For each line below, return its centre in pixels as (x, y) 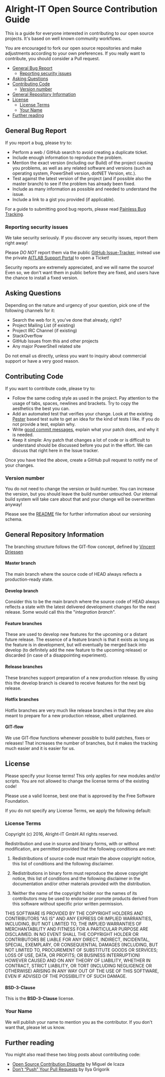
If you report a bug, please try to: (39, 143)
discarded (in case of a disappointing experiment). (56, 655)
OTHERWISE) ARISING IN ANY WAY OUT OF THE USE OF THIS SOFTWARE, (82, 971)
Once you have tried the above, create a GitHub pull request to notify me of (82, 460)
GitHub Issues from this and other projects (55, 341)
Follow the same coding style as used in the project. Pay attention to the (85, 398)
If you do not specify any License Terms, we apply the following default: (78, 811)
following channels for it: (30, 310)
